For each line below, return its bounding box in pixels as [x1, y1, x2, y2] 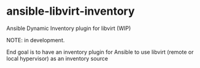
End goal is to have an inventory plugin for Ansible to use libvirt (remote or [6, 48, 194, 56]
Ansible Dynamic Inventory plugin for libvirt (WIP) [6, 25, 131, 32]
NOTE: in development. [6, 36, 65, 43]
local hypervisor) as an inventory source [6, 55, 109, 62]
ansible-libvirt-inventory [6, 4, 135, 18]
